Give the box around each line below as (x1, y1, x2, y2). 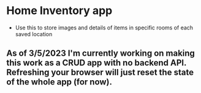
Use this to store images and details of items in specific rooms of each (15, 24, 194, 31)
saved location (15, 30, 53, 37)
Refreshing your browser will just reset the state (6, 67, 194, 78)
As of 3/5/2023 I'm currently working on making (6, 48, 195, 59)
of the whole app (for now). (6, 77, 112, 87)
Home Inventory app (6, 4, 113, 18)
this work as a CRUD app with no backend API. (6, 58, 187, 68)
